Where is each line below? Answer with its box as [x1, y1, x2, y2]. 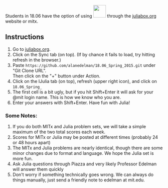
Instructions [5, 33, 44, 41]
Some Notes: [5, 112, 38, 119]
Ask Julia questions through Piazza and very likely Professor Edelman [12, 161, 157, 167]
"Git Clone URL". [12, 67, 47, 73]
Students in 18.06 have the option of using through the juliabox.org [5, 13, 156, 19]
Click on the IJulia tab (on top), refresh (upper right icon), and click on [12, 78, 157, 84]
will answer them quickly [12, 166, 64, 172]
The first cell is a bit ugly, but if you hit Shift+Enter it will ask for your [12, 88, 154, 95]
